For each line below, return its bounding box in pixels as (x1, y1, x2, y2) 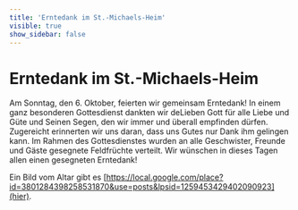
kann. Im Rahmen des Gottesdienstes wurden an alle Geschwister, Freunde (9, 136, 286, 147)
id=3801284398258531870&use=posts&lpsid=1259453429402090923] (9, 181, 275, 192)
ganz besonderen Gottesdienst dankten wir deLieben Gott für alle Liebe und (9, 107, 290, 118)
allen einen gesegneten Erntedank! (9, 155, 138, 165)
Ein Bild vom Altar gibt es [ (9, 172, 107, 183)
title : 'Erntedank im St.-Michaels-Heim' (9, 13, 166, 22)
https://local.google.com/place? (106, 172, 224, 183)
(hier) (9, 191, 30, 202)
